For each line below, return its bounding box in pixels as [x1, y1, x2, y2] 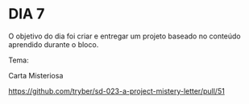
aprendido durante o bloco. [8, 39, 99, 49]
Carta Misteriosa [8, 70, 64, 80]
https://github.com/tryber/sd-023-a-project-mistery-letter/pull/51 [8, 86, 226, 96]
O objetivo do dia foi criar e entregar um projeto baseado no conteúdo [8, 31, 242, 41]
